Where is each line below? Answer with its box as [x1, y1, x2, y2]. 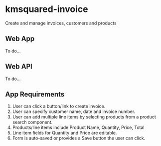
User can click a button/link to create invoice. [12, 103, 106, 109]
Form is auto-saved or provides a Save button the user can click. [12, 135, 146, 141]
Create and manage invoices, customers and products [5, 20, 117, 26]
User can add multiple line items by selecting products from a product [12, 114, 156, 120]
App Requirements [5, 90, 65, 98]
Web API [5, 62, 32, 71]
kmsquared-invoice [5, 3, 88, 15]
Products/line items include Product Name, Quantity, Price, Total [12, 124, 145, 130]
